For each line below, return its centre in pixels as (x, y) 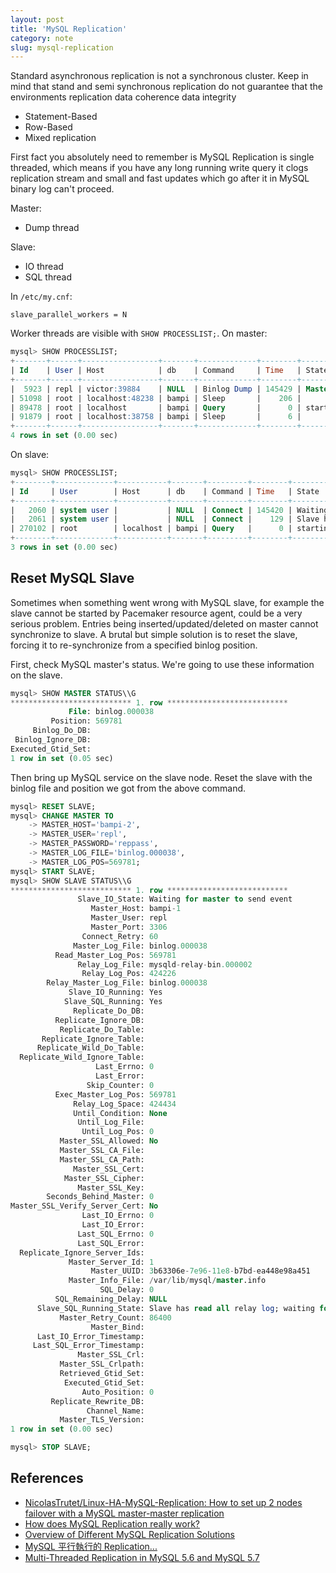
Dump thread (52, 228)
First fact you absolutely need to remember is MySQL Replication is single (162, 157)
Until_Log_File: (111, 1122)
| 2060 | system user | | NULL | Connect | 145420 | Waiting (169, 510)
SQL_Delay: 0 (127, 1290)
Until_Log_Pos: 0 (118, 1132)
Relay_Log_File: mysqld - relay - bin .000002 (165, 964)
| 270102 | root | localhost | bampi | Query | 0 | (151, 529)
